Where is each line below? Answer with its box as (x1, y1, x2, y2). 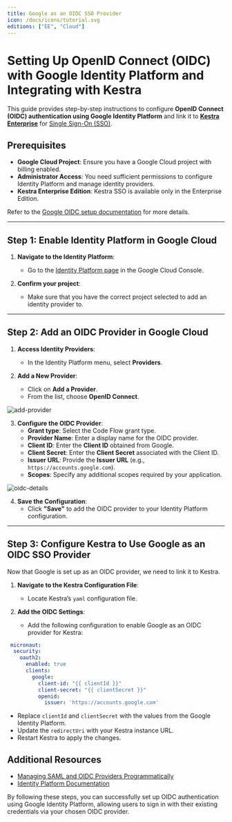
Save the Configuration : (17, 497, 88, 505)
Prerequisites (7, 139, 66, 151)
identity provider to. (27, 300, 84, 308)
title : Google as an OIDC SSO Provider (7, 10, 122, 17)
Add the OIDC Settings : (17, 607, 85, 616)
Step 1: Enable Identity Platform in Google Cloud (7, 234, 217, 246)
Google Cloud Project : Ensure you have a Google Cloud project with (17, 158, 212, 166)
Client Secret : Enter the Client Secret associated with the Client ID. (27, 448, 220, 456)
